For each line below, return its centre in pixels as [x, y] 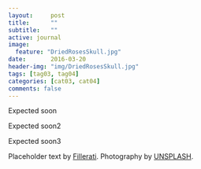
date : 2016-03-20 [47, 60]
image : [19, 45]
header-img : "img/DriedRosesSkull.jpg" [74, 67]
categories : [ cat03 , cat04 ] [54, 81]
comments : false [35, 88]
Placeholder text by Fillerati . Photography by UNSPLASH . [101, 156]
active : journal [35, 37]
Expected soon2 [35, 126]
